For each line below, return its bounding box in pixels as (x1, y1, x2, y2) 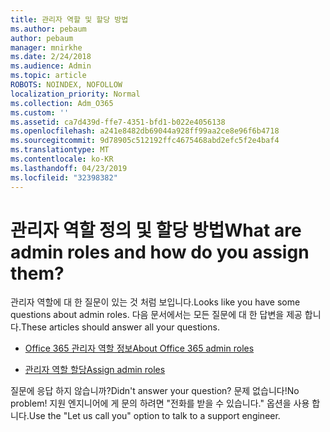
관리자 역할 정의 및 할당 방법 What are (10, 219, 302, 241)
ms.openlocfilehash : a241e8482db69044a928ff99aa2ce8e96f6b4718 (10, 126, 280, 136)
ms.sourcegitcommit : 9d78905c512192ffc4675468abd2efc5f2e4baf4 (10, 136, 280, 146)
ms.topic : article (10, 71, 87, 81)
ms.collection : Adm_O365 (10, 98, 114, 108)
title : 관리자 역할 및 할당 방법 (10, 14, 129, 25)
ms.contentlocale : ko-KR (10, 154, 114, 164)
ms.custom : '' (10, 107, 70, 118)
